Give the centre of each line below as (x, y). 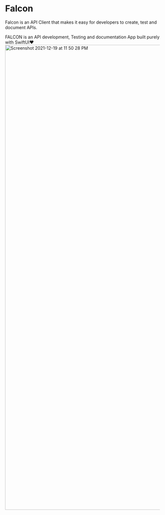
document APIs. (21, 27)
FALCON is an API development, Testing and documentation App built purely (82, 37)
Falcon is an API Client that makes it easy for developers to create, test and (81, 22)
